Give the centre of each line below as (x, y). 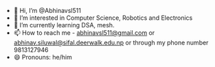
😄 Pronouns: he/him (43, 57)
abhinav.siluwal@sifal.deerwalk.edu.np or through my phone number (111, 42)
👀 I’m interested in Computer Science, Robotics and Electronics (103, 18)
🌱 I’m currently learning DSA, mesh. (64, 25)
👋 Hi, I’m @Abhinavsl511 (47, 11)
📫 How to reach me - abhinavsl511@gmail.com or (84, 33)
